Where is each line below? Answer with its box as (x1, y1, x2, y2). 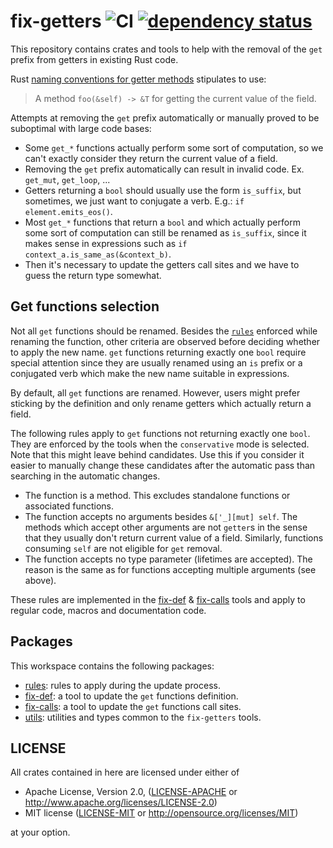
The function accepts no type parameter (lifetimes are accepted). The (24, 553, 313, 565)
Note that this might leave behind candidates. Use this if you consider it (10, 448, 305, 460)
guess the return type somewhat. (24, 269, 162, 281)
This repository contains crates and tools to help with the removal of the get (10, 43, 323, 55)
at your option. (10, 826, 71, 839)
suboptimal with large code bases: (10, 122, 152, 134)
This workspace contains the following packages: (10, 660, 215, 672)
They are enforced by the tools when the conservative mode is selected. (10, 438, 310, 450)
